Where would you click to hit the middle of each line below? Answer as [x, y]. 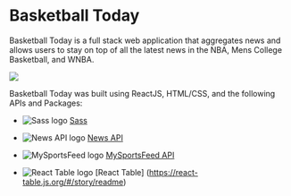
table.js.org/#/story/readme [73, 182]
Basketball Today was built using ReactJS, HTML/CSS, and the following [142, 93]
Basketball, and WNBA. [52, 59]
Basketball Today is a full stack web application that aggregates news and [145, 40]
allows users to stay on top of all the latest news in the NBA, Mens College [146, 49]
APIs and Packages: [46, 103]
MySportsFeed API [140, 155]
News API [105, 137]
